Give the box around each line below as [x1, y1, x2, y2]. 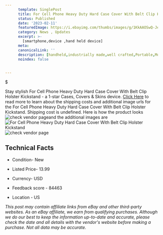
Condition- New [12, 156, 44, 163]
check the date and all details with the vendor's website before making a [5, 219, 151, 225]
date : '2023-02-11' [17, 20, 57, 26]
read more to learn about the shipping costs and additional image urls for [5, 99, 151, 104]
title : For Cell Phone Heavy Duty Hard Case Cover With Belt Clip [17, 12, 155, 17]
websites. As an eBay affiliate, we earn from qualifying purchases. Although [5, 209, 158, 215]
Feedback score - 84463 [12, 185, 62, 191]
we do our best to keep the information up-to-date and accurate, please [5, 214, 150, 220]
